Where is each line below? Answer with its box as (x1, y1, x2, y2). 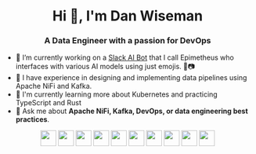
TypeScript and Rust (15, 98, 82, 108)
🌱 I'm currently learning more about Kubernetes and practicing (15, 90, 218, 99)
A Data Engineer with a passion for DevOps (44, 35, 211, 46)
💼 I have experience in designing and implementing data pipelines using (15, 73, 247, 82)
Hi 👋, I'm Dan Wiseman (52, 7, 204, 25)
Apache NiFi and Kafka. (15, 82, 92, 91)
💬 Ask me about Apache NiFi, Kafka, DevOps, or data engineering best (15, 106, 248, 116)
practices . (15, 115, 49, 124)
